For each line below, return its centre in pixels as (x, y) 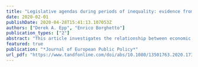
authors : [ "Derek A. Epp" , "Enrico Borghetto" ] (66, 28)
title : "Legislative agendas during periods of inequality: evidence (93, 11)
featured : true (25, 44)
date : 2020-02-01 (27, 17)
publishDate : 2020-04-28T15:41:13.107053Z (59, 22)
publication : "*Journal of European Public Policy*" (72, 50)
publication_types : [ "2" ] (38, 33)
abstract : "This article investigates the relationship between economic (99, 38)
